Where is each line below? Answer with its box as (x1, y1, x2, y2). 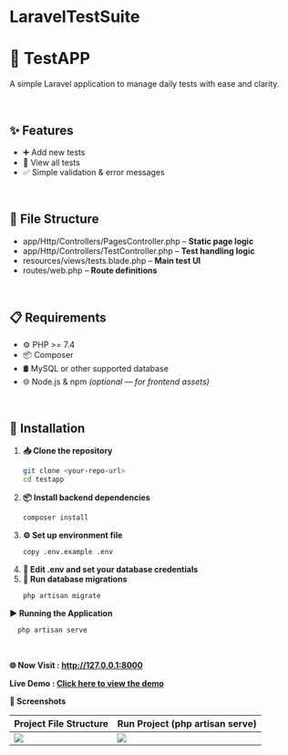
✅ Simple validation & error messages (22, 166, 166, 177)
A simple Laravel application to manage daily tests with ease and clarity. (9, 79, 280, 89)
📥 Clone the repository (22, 446, 113, 456)
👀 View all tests (22, 157, 80, 168)
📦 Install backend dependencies (22, 492, 150, 503)
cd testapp (22, 475, 65, 485)
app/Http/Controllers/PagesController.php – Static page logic (22, 236, 254, 246)
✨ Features (9, 122, 74, 138)
